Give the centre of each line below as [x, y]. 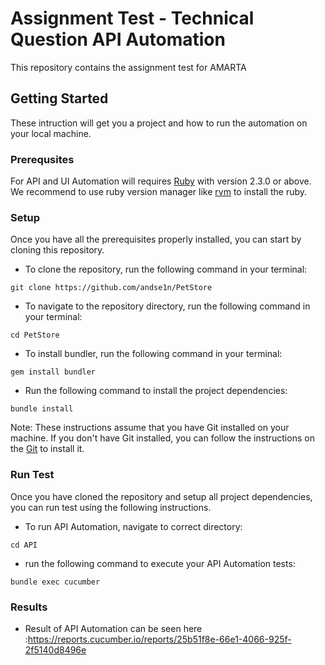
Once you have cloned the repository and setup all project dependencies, [161, 496]
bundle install [42, 409]
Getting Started [59, 98]
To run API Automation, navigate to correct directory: [133, 526]
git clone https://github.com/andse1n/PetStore [111, 288]
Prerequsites [42, 159]
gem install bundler [53, 372]
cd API [24, 545]
